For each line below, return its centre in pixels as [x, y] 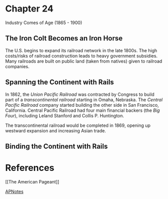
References [30, 168]
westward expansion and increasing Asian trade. [56, 130]
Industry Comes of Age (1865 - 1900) [44, 23]
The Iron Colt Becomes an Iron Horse [64, 38]
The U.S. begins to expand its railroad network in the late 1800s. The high [81, 50]
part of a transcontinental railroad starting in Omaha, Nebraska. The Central [84, 100]
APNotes [14, 191]
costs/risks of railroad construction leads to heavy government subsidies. [81, 56]
